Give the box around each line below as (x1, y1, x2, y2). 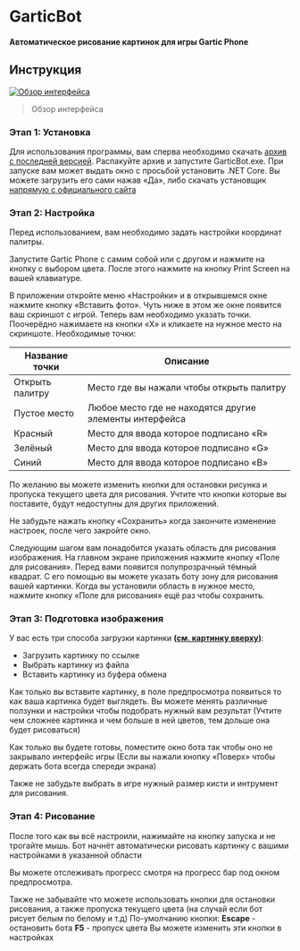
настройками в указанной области (9, 849, 143, 861)
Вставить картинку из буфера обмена (21, 669, 167, 680)
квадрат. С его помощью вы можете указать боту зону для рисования (9, 571, 279, 582)
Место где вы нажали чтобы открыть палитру (87, 381, 287, 394)
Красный (13, 427, 54, 440)
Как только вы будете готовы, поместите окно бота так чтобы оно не (9, 741, 273, 753)
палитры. (9, 236, 45, 247)
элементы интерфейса (87, 413, 186, 425)
